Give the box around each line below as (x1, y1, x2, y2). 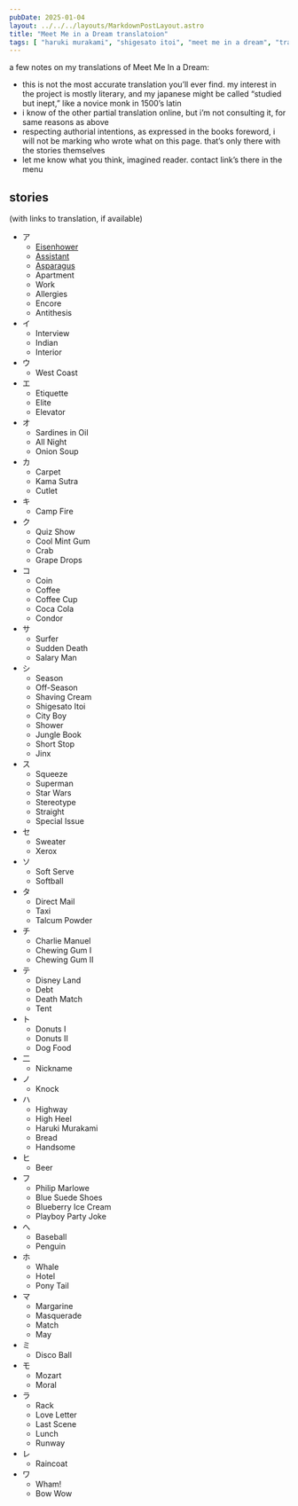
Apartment (35, 270, 75, 280)
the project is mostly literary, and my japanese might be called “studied (21, 89, 282, 99)
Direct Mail (35, 897, 75, 907)
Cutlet (35, 485, 58, 497)
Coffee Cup (35, 594, 78, 605)
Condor (35, 613, 64, 624)
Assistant (35, 251, 70, 262)
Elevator (35, 407, 67, 418)
